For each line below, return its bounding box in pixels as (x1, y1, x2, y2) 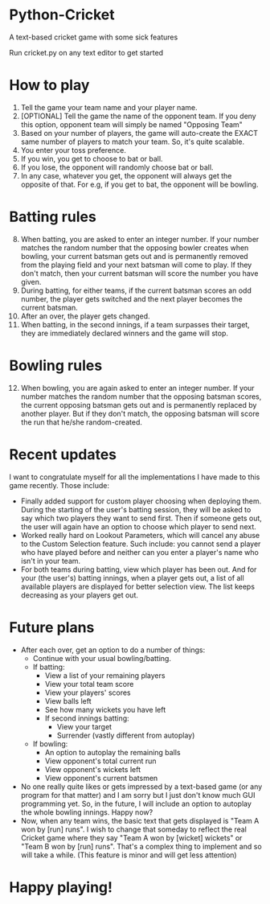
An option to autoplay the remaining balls (44, 747, 181, 757)
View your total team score (44, 679, 134, 688)
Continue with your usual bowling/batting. (32, 653, 172, 663)
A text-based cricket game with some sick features (9, 32, 178, 42)
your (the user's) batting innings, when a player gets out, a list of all (20, 573, 244, 582)
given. (20, 277, 42, 286)
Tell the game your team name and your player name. (20, 102, 198, 112)
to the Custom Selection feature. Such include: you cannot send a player (20, 539, 261, 549)
